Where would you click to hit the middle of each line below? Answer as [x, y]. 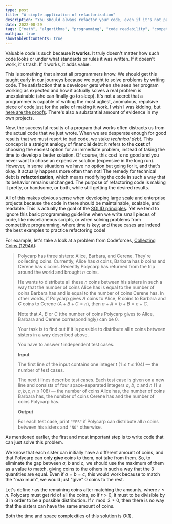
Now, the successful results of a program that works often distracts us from [85, 128]
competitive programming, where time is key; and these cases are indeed [83, 225]
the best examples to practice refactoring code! [56, 230]
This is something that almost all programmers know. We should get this [81, 74]
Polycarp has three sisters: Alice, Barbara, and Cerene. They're [84, 256]
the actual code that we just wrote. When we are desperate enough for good [86, 133]
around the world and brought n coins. [58, 272]
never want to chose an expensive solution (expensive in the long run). [80, 160]
